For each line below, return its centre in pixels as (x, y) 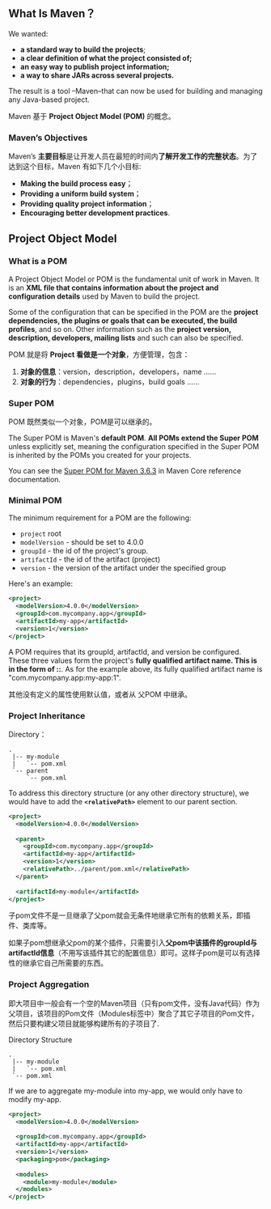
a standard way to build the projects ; (83, 49)
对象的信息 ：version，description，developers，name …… (118, 371)
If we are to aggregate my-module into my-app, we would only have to (125, 1091)
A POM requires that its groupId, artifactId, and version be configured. (125, 651)
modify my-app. (35, 1099)
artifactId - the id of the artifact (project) (90, 559)
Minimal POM (35, 501)
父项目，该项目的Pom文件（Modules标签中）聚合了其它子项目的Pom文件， (133, 1013)
